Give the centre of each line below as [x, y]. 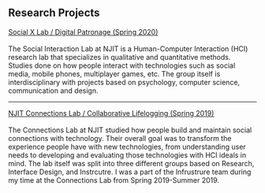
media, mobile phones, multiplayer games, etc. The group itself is [114, 73]
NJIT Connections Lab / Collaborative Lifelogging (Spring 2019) [111, 113]
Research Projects [54, 13]
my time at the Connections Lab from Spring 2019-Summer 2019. [114, 180]
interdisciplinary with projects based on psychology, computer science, [124, 82]
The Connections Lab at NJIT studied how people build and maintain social [130, 130]
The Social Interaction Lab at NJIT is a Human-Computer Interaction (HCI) [128, 48]
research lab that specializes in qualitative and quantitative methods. [119, 57]
